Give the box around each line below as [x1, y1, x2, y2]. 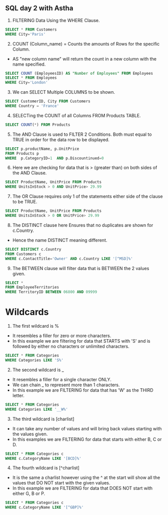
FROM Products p [5, 151, 39, 156]
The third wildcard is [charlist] [12, 416, 74, 422]
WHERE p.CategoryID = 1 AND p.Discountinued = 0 [5, 155, 104, 161]
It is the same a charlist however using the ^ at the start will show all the [12, 474, 160, 480]
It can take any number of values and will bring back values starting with [12, 425, 162, 431]
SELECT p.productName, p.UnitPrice [5, 146, 79, 151]
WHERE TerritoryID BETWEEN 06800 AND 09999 [5, 290, 97, 295]
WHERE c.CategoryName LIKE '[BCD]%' [5, 456, 81, 461]
